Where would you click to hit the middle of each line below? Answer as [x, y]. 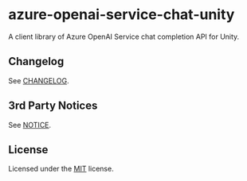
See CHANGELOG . [39, 80]
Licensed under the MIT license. [61, 169]
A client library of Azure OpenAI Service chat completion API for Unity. [124, 37]
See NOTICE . [30, 125]
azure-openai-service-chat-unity [122, 15]
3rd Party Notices [53, 106]
